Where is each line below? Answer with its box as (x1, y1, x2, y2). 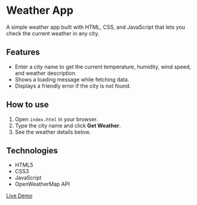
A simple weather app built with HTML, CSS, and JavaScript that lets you (6, 23, 186, 31)
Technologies (6, 145, 59, 156)
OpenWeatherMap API (14, 180, 70, 188)
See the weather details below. (14, 128, 91, 135)
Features (6, 47, 40, 58)
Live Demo (6, 192, 33, 200)
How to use (6, 100, 49, 110)
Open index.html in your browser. (14, 115, 98, 123)
